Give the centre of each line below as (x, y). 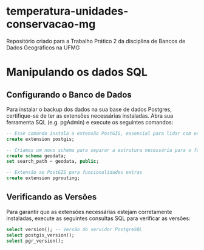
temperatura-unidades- (67, 11)
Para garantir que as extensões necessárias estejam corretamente (89, 212)
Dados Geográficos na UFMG (43, 48)
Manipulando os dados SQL (77, 72)
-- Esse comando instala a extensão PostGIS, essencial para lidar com (99, 133)
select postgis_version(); (40, 235)
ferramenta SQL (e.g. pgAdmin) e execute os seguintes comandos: (90, 122)
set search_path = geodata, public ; (53, 162)
